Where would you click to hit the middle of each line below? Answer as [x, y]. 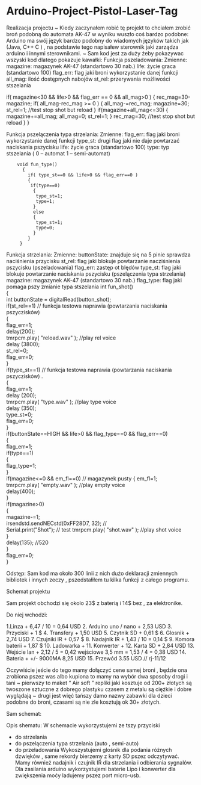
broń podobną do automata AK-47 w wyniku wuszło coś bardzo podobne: [97, 34]
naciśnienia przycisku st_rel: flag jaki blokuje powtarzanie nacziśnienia [93, 261]
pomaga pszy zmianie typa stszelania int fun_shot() [70, 287]
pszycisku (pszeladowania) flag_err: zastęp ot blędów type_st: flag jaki [94, 267]
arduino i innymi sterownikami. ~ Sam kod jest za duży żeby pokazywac [95, 53]
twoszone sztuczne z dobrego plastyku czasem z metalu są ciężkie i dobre [99, 689]
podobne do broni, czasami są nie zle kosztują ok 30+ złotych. [83, 702]
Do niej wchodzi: [27, 615]
